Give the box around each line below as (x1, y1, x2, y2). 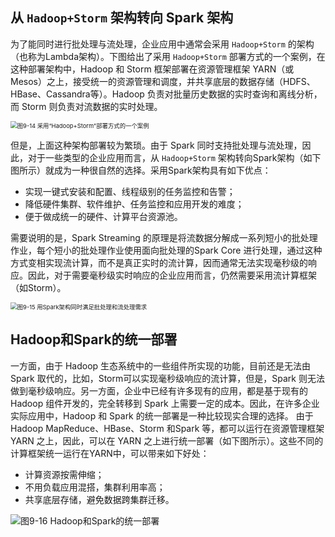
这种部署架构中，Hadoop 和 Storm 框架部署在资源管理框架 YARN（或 (10, 63, 295, 75)
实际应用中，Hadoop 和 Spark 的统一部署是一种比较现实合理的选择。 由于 (10, 409, 314, 422)
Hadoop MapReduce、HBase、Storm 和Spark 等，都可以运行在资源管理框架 (10, 422, 325, 434)
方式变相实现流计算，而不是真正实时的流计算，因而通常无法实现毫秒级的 (10, 256, 308, 268)
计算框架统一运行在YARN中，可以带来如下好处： (10, 447, 210, 459)
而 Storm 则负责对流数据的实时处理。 (10, 100, 163, 112)
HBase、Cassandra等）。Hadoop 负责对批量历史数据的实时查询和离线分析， (10, 88, 323, 100)
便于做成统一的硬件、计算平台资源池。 (24, 210, 183, 222)
